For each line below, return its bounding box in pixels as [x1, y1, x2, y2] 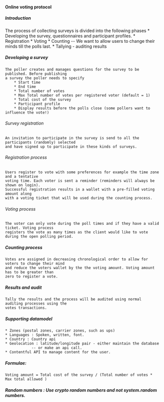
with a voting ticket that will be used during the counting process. [5, 195, 153, 200]
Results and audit [5, 284, 42, 290]
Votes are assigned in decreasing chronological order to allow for [5, 257, 148, 262]
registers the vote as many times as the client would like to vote [5, 230, 148, 235]
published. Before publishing [5, 71, 67, 76]
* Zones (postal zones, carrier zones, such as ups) [5, 328, 115, 333]
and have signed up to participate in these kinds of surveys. [5, 144, 137, 149]
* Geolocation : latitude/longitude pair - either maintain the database [5, 341, 160, 346]
